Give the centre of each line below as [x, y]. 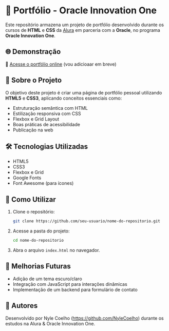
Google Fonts [27, 178]
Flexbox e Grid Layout [36, 119]
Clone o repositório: [34, 212]
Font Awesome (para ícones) [43, 183]
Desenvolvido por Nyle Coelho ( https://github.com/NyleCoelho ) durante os [85, 318]
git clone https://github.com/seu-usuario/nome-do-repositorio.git [86, 221]
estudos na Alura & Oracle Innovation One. [50, 323]
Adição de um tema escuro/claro [47, 279]
